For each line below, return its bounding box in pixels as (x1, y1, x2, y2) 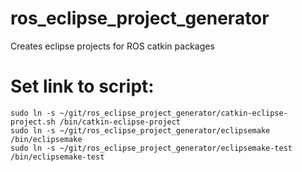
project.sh (10, 117, 56, 127)
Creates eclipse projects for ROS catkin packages (10, 40, 215, 52)
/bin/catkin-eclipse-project (59, 117, 182, 127)
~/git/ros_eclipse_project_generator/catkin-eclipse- (59, 108, 288, 118)
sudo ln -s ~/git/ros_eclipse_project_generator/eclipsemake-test (10, 143, 293, 153)
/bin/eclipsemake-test (10, 152, 105, 162)
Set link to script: (10, 75, 155, 98)
